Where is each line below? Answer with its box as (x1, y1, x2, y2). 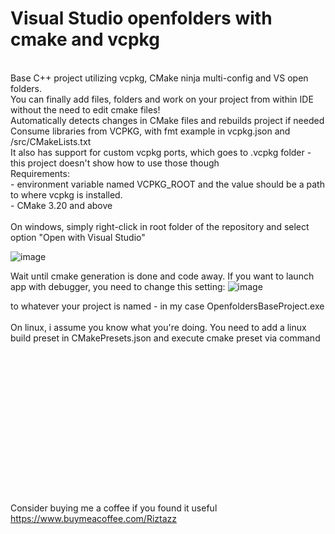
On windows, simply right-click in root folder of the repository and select (10, 220, 310, 232)
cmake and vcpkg (10, 28, 160, 51)
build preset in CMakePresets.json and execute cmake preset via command (10, 332, 321, 344)
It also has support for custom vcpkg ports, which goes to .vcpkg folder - (10, 146, 312, 158)
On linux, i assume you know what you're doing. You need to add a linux (10, 321, 307, 333)
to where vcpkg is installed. (10, 188, 123, 201)
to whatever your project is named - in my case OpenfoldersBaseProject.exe (10, 300, 325, 312)
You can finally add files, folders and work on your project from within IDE (10, 93, 314, 105)
